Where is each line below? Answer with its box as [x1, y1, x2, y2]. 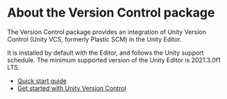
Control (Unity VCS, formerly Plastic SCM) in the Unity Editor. [7, 35, 182, 43]
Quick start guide [17, 76, 67, 84]
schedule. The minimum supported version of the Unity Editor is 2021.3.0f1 [7, 55, 221, 64]
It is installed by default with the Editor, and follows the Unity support [7, 48, 204, 57]
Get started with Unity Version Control [17, 84, 126, 92]
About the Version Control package [7, 5, 215, 21]
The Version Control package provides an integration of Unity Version [7, 28, 206, 36]
